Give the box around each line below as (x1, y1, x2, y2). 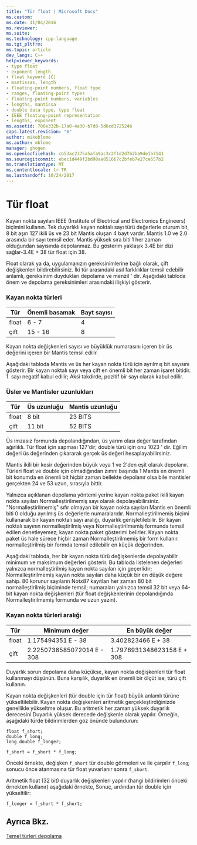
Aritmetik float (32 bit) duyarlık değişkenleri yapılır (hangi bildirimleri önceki (6, 777, 188, 784)
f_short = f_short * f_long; (6, 749, 77, 755)
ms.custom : (6, 14, 33, 20)
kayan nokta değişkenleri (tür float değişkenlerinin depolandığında (13, 590, 174, 597)
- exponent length (6, 69, 51, 75)
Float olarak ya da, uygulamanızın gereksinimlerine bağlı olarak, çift (6, 260, 169, 267)
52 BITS (69, 422, 92, 431)
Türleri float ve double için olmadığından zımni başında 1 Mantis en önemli (6, 468, 185, 475)
